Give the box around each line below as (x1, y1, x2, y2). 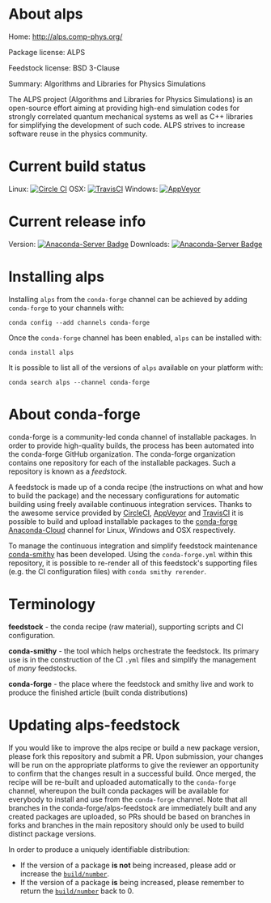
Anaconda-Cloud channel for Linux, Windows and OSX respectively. (8, 525, 236, 535)
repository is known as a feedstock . (8, 466, 128, 476)
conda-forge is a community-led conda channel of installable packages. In (8, 432, 256, 441)
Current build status (8, 157, 146, 176)
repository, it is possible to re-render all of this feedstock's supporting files (8, 558, 257, 568)
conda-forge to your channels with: (8, 303, 125, 313)
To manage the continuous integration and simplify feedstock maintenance (8, 540, 258, 551)
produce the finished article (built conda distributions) (8, 688, 188, 697)
